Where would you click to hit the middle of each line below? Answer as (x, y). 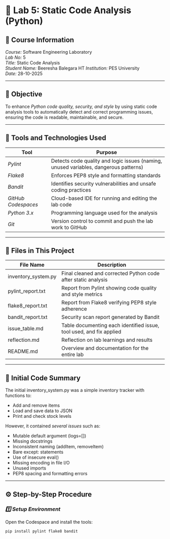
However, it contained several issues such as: (53, 426)
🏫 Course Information (40, 40)
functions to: (18, 396)
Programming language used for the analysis (104, 212)
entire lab (73, 354)
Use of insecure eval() (36, 457)
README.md (23, 351)
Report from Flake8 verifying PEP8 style (109, 303)
